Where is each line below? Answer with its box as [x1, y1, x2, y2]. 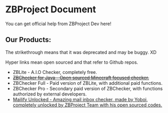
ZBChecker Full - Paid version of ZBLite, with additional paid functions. [12, 80, 163, 86]
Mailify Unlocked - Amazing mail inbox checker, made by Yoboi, [12, 96, 148, 102]
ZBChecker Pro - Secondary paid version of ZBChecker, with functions [12, 85, 163, 91]
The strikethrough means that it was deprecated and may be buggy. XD [5, 49, 157, 55]
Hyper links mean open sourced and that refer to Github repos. [5, 59, 139, 65]
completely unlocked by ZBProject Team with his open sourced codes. [12, 102, 162, 108]
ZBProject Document [5, 4, 96, 15]
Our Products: [5, 35, 51, 44]
